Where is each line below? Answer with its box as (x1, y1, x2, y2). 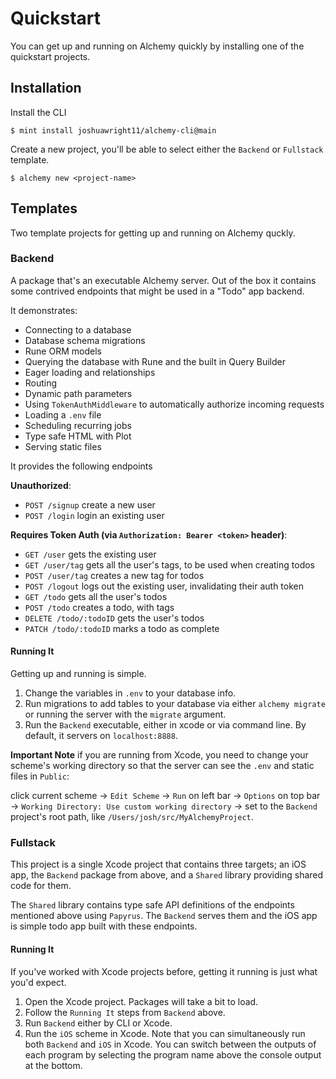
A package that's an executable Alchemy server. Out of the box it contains (10, 274, 317, 286)
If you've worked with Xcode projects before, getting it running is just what (10, 965, 318, 977)
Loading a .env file (24, 408, 102, 421)
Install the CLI (10, 106, 67, 118)
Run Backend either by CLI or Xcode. (24, 1017, 173, 1029)
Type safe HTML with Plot (24, 430, 132, 442)
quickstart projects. (10, 50, 91, 62)
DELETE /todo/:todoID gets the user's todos (24, 612, 205, 624)
